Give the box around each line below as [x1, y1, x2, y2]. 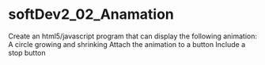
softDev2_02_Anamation [8, 5, 174, 23]
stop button [8, 48, 46, 57]
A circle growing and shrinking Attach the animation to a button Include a [8, 39, 246, 49]
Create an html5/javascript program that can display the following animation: [8, 31, 258, 41]
